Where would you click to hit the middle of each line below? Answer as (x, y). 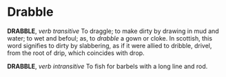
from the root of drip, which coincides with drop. (76, 53)
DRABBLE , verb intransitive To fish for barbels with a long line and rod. (107, 66)
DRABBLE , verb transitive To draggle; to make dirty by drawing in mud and (113, 31)
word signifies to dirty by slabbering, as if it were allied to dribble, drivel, (110, 45)
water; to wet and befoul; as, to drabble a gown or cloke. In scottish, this (110, 38)
